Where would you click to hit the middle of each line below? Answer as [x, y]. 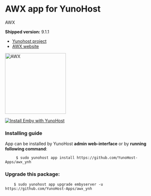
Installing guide [24, 133]
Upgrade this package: [33, 174]
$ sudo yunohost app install [45, 158]
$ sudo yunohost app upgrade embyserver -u [59, 184]
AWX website [25, 46]
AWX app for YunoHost [53, 9]
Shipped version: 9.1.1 [27, 32]
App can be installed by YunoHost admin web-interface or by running [76, 144]
